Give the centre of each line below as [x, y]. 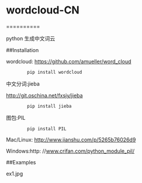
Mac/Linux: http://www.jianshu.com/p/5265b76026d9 [71, 139]
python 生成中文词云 [31, 38]
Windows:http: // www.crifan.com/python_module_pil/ [70, 151]
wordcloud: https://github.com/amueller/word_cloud [69, 61]
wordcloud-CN [43, 10]
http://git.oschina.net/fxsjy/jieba [44, 95]
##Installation [22, 50]
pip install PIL [47, 129]
